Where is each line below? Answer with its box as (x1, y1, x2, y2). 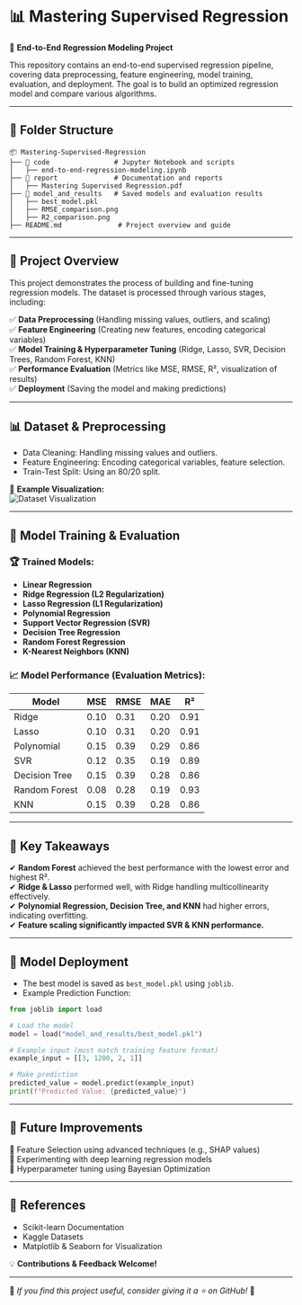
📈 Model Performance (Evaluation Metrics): (9, 669, 206, 681)
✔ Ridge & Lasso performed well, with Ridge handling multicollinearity (9, 882, 270, 892)
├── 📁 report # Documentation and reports (9, 173, 223, 182)
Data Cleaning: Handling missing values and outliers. (22, 448, 218, 458)
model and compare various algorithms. (9, 88, 157, 99)
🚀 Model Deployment (9, 954, 129, 970)
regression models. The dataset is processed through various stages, (9, 287, 267, 297)
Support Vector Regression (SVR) (22, 617, 151, 628)
